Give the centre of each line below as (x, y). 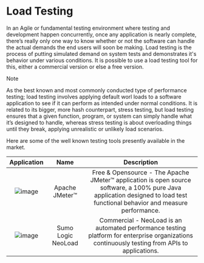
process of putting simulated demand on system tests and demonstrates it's (101, 53)
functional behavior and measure (141, 203)
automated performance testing (141, 228)
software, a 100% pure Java (141, 188)
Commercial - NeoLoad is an (141, 220)
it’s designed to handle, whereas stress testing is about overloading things (99, 122)
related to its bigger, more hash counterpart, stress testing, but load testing (100, 109)
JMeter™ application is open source (141, 180)
